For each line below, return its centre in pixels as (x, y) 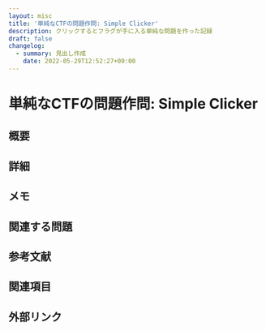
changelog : (27, 46)
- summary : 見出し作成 (51, 54)
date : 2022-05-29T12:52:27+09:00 (79, 62)
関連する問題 (41, 227)
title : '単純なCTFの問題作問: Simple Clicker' (84, 24)
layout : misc (30, 16)
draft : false (30, 39)
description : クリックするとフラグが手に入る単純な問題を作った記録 (111, 31)
